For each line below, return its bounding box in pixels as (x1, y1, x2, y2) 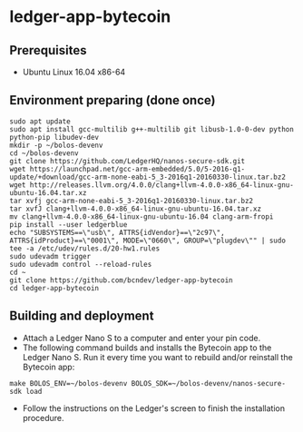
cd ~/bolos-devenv (9, 148, 79, 158)
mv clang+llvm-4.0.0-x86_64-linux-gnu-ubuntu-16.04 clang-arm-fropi (9, 211, 274, 221)
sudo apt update (9, 116, 71, 126)
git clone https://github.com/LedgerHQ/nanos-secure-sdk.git (9, 156, 246, 165)
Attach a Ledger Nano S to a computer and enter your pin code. (22, 332, 261, 343)
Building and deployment (9, 309, 154, 324)
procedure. (22, 412, 65, 423)
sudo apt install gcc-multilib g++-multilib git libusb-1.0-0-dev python (9, 124, 295, 133)
